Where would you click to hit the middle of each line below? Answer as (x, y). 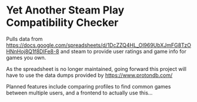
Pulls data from (24, 39)
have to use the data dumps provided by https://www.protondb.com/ (89, 75)
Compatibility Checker (62, 23)
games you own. (26, 57)
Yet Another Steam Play (65, 10)
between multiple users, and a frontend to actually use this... (79, 93)
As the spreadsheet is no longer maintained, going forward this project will (96, 69)
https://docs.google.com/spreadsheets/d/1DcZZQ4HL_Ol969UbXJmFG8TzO (98, 45)
